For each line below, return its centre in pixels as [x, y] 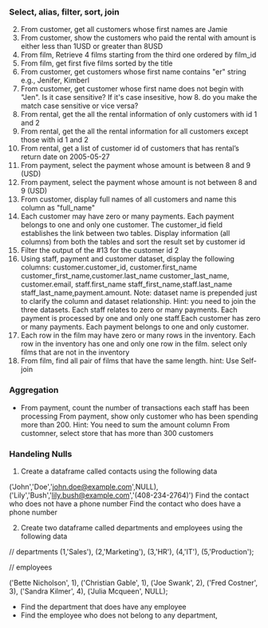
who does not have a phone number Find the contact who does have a [125, 503]
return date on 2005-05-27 [65, 157]
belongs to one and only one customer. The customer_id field [121, 225]
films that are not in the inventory [75, 352]
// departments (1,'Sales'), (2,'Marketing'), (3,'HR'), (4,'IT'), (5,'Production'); [132, 551]
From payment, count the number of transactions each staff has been [135, 407]
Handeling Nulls [41, 454]
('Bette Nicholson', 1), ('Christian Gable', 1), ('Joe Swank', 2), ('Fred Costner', [134, 582]
